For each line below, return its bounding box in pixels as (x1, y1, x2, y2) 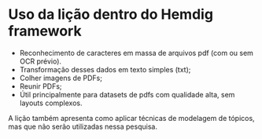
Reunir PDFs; (19, 81, 62, 91)
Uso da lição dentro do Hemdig (8, 5, 214, 24)
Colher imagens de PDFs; (19, 73, 102, 82)
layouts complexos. (19, 98, 83, 108)
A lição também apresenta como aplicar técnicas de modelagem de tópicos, (8, 113, 255, 123)
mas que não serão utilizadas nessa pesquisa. (8, 122, 157, 131)
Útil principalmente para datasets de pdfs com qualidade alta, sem (19, 90, 235, 99)
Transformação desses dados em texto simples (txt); (19, 64, 191, 74)
